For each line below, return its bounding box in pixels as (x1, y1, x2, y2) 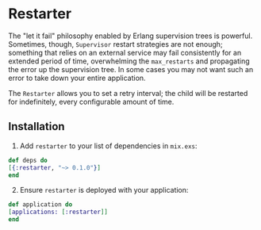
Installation (8, 120, 65, 133)
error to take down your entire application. (8, 73, 146, 82)
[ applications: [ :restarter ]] (8, 208, 109, 217)
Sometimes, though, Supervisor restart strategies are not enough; (8, 39, 224, 48)
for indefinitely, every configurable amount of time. (8, 97, 175, 106)
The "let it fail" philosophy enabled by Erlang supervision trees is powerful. (8, 31, 253, 40)
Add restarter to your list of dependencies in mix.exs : (19, 140, 198, 151)
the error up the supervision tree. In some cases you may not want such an (8, 64, 254, 74)
